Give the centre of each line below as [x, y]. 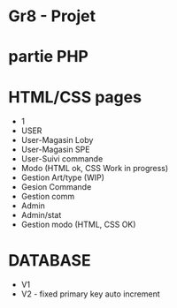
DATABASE [50, 260]
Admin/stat [41, 215]
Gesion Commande [56, 187]
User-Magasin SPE [55, 150]
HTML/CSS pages [75, 97]
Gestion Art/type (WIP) [63, 177]
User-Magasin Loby [57, 140]
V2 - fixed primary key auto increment [90, 294]
